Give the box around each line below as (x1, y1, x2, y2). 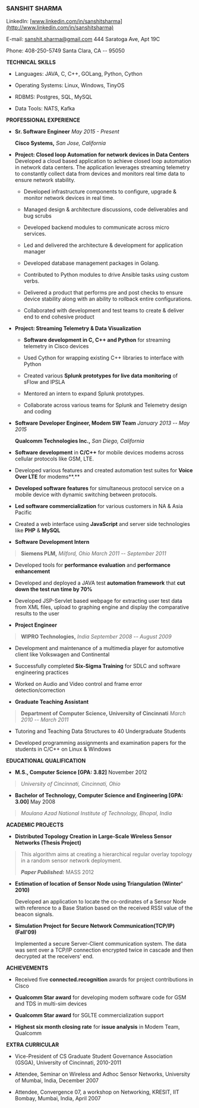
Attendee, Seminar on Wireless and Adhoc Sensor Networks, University (14, 1070, 191, 1078)
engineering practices (14, 669, 69, 676)
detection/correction (14, 687, 65, 694)
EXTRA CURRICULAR (6, 1041, 59, 1048)
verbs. (23, 277, 40, 284)
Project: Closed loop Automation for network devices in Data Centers (14, 151, 189, 159)
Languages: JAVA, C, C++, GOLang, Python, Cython (14, 70, 143, 78)
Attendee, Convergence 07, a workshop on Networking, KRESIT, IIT (14, 1088, 179, 1095)
